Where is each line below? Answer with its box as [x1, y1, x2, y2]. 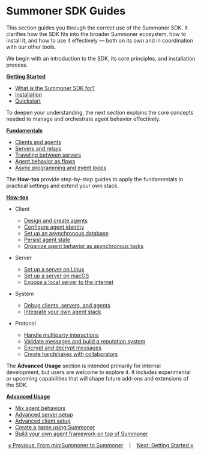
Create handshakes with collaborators [23, 350, 118, 358]
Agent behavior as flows [14, 157, 76, 164]
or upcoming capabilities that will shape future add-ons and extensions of [6, 375, 189, 382]
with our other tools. [6, 43, 56, 50]
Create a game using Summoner [14, 423, 95, 430]
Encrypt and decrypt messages [23, 344, 102, 351]
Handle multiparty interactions [23, 331, 99, 339]
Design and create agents [23, 217, 88, 224]
